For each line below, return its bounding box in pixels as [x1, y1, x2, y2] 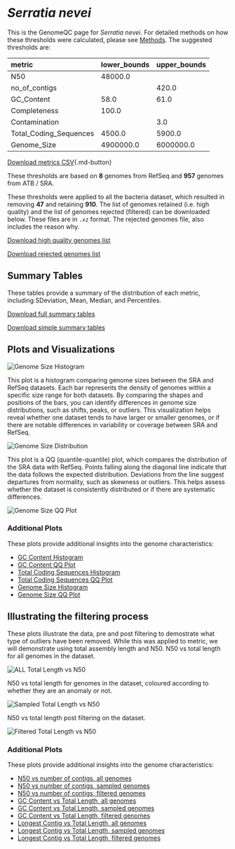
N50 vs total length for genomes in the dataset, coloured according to [7, 678, 209, 687]
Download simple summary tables [7, 323, 105, 331]
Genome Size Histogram [17, 582, 88, 591]
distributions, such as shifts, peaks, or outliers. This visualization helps [7, 406, 211, 414]
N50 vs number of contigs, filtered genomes [17, 789, 146, 797]
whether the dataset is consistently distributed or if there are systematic [7, 485, 215, 493]
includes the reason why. [7, 222, 80, 231]
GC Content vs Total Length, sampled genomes [17, 803, 155, 812]
